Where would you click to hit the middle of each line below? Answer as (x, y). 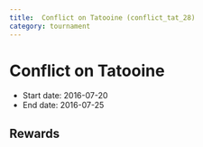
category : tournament (50, 26)
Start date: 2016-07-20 (65, 96)
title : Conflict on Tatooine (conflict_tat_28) (102, 18)
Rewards (35, 133)
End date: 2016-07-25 (63, 106)
